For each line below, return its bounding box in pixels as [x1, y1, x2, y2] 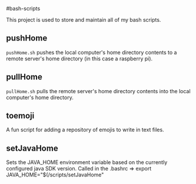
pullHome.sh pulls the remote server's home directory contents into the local [6, 87, 191, 94]
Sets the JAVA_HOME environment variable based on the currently [6, 159, 168, 166]
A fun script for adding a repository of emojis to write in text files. [6, 126, 164, 134]
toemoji [6, 111, 35, 121]
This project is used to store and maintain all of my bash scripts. [6, 16, 161, 23]
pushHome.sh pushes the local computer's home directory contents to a [6, 49, 177, 56]
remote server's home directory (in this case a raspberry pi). [6, 55, 153, 62]
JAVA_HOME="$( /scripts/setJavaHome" [6, 171, 104, 178]
